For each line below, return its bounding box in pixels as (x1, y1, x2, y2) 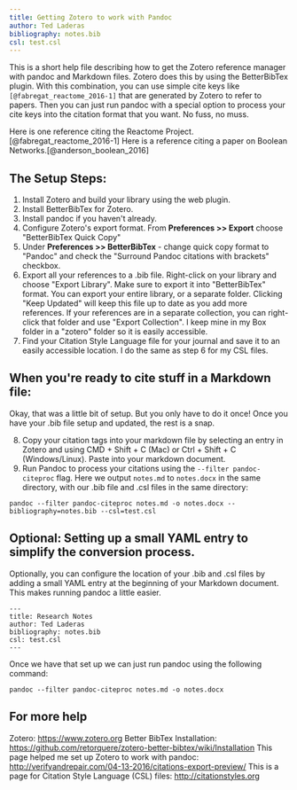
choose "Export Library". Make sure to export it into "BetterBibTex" (21, 279, 266, 290)
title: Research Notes (9, 612, 93, 621)
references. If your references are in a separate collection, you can (21, 308, 266, 318)
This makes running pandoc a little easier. (9, 587, 161, 598)
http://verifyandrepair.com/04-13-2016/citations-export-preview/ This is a (9, 761, 279, 771)
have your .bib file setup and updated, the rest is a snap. (9, 418, 215, 428)
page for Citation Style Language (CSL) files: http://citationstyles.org (9, 770, 260, 781)
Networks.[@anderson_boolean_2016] (9, 145, 149, 156)
